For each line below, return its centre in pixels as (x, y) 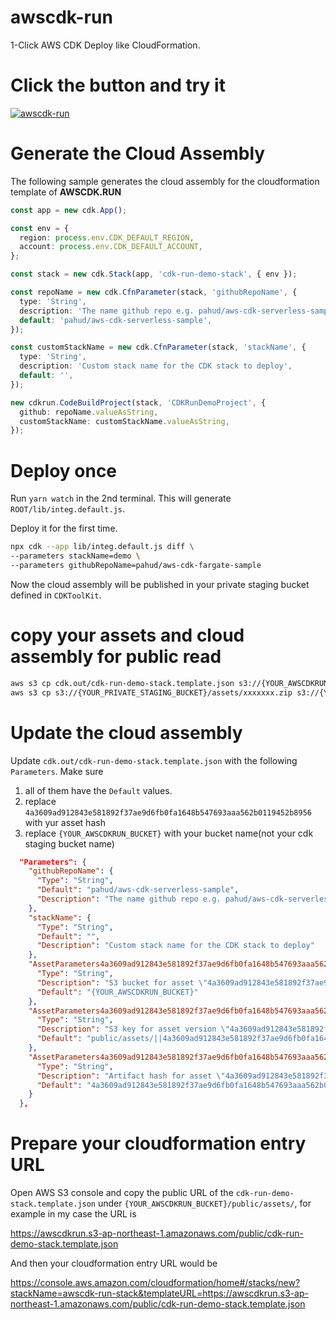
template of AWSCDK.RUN (66, 192)
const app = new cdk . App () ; (69, 210)
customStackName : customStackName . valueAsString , (124, 421)
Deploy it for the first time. (64, 528)
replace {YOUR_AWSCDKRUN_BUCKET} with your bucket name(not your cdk (169, 833)
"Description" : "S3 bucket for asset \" (122, 982)
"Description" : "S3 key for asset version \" (133, 1029)
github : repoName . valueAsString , (89, 412)
